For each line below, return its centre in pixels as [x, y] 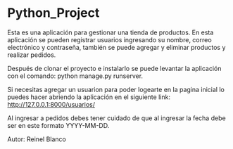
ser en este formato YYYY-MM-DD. [58, 125]
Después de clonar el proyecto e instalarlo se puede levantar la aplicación [114, 68]
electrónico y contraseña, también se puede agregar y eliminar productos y [116, 47]
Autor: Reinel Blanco [37, 139]
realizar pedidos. [32, 55]
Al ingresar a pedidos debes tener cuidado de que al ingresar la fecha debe [117, 118]
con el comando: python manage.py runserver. [75, 76]
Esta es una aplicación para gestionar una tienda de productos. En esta [111, 32]
